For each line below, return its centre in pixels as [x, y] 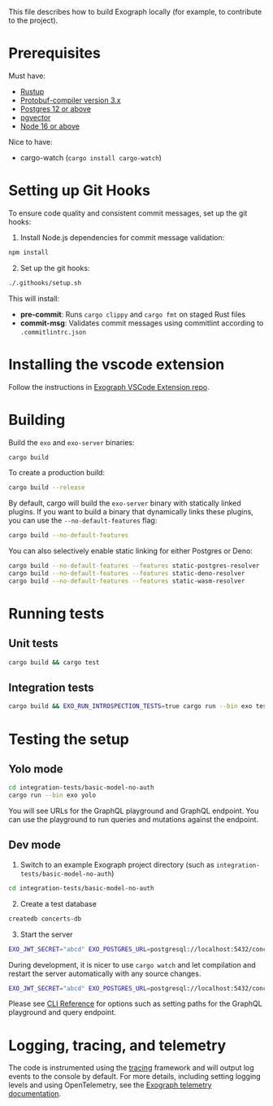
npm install [28, 252]
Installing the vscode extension [117, 364]
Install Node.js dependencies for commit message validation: [122, 237]
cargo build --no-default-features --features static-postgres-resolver [134, 566]
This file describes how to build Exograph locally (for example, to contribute [135, 12]
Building [37, 420]
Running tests [56, 613]
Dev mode [35, 845]
